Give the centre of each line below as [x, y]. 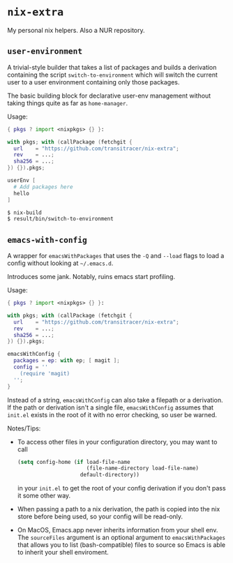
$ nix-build [24, 212]
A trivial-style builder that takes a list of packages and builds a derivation [112, 67]
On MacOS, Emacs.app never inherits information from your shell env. [118, 530]
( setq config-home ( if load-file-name [74, 462]
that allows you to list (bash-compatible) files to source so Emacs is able [121, 545]
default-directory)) [110, 475]
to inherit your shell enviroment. [63, 553]
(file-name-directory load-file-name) [143, 468]
